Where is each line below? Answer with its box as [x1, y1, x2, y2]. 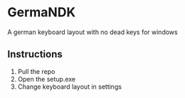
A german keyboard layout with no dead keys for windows [7, 28, 178, 36]
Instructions [7, 48, 63, 60]
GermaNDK [7, 4, 76, 21]
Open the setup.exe [17, 75, 76, 83]
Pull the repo [17, 67, 55, 75]
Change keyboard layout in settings [17, 82, 122, 91]
